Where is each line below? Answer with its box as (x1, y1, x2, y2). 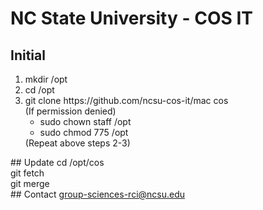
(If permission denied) (24, 105, 117, 117)
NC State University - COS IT (10, 7, 253, 30)
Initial (10, 47, 46, 64)
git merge (10, 178, 50, 189)
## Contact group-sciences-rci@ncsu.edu (10, 188, 186, 200)
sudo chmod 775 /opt (39, 127, 129, 138)
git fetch (10, 167, 45, 179)
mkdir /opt (24, 73, 68, 85)
